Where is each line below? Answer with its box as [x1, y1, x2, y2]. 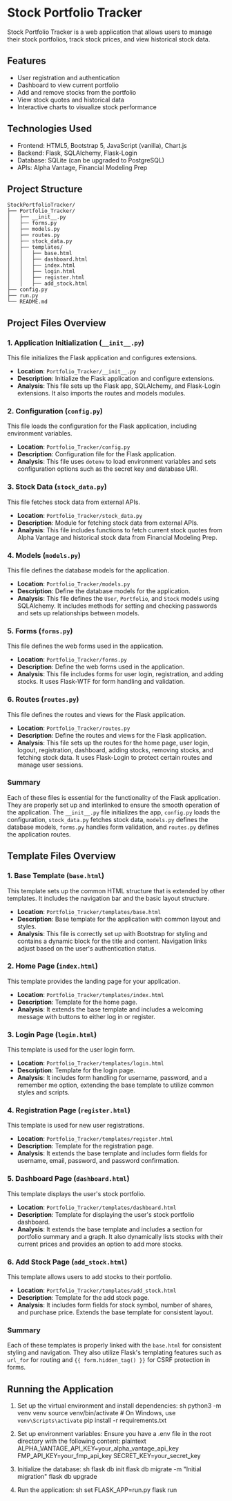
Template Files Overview [7, 850, 116, 862]
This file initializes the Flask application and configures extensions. [7, 354, 197, 362]
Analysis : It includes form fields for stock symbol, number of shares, [17, 1301, 213, 1309]
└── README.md [7, 299, 48, 306]
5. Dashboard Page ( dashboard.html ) [7, 1174, 130, 1184]
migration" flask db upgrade [17, 1473, 98, 1481]
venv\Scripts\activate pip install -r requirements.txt [17, 1416, 167, 1425]
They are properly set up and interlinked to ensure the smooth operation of [7, 801, 220, 809]
